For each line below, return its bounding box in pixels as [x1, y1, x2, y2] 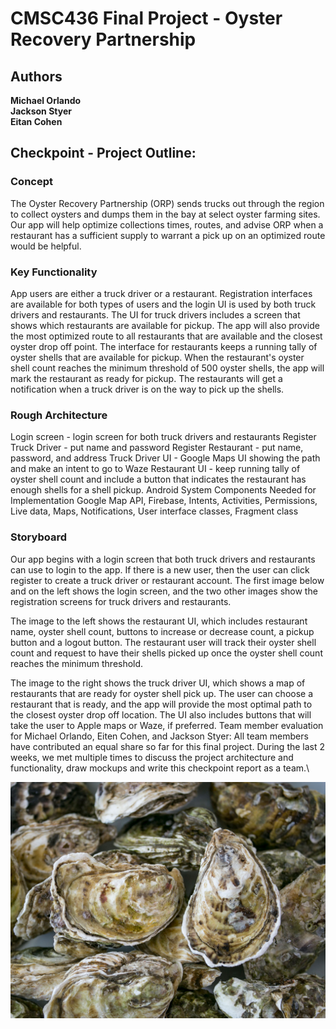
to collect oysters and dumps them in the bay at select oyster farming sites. [10, 208, 321, 220]
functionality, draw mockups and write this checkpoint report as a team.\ [10, 762, 310, 774]
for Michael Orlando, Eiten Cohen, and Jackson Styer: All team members [10, 730, 309, 742]
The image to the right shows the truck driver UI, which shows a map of [10, 677, 306, 689]
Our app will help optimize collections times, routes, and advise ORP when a [10, 218, 324, 231]
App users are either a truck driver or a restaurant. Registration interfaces [10, 287, 313, 299]
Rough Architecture [10, 408, 108, 422]
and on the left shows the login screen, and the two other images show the [10, 585, 318, 597]
